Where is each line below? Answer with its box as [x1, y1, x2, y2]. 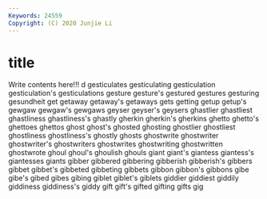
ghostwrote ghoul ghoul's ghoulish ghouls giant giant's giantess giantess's [8, 148, 254, 157]
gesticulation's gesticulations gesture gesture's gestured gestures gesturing [8, 89, 260, 98]
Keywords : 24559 [8, 11, 62, 20]
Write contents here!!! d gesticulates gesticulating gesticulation [8, 80, 216, 90]
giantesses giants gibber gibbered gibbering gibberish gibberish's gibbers [8, 157, 253, 166]
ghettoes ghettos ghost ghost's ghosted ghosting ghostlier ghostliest [8, 122, 236, 132]
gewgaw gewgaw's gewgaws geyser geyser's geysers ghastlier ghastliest [8, 105, 253, 115]
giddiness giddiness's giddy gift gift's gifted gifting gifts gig [8, 181, 204, 192]
